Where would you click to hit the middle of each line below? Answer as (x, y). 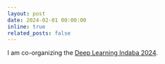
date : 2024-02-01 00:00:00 (47, 20)
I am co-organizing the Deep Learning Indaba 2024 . (83, 53)
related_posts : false (39, 33)
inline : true (26, 26)
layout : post (26, 14)
